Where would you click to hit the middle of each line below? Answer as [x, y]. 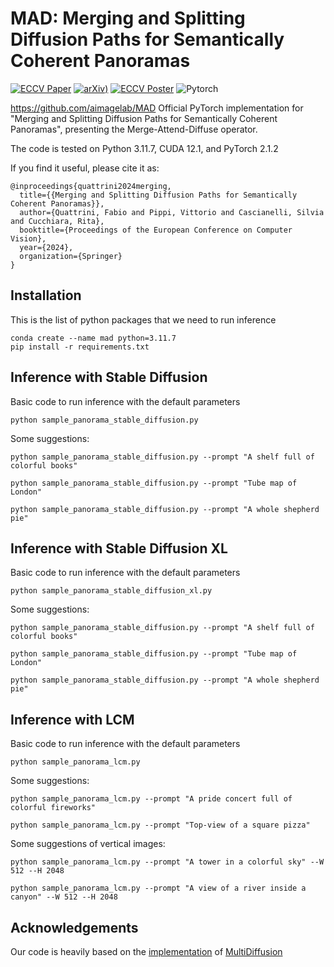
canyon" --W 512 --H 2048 [64, 897]
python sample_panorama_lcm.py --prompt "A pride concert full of [151, 799]
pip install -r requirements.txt [80, 347]
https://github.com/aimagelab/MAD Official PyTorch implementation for [157, 108]
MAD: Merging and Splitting [128, 18]
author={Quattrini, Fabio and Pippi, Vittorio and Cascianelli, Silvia [172, 212]
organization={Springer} [71, 256]
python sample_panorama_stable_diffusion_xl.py [111, 591]
